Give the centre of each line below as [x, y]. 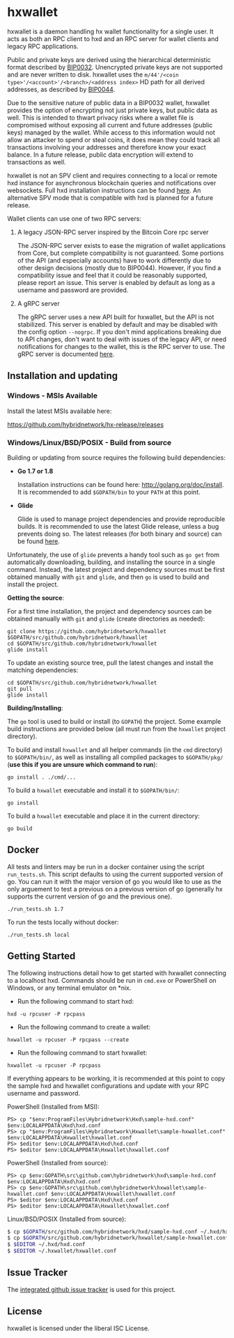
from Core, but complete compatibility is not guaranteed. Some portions [120, 253]
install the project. [33, 584]
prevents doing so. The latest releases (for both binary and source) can [119, 534]
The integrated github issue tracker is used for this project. [92, 1289]
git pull [20, 689]
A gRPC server [39, 303]
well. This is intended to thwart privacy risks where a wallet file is [100, 117]
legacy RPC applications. [43, 46]
